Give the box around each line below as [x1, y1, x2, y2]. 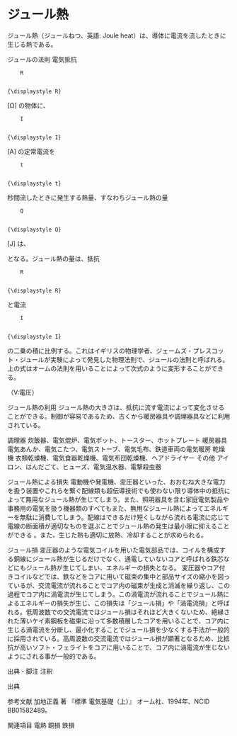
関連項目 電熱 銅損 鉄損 [7, 720, 75, 730]
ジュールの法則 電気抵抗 [7, 55, 77, 64]
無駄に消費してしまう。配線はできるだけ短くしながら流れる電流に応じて [19, 513, 230, 521]
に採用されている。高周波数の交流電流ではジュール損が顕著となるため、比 [7, 634, 224, 642]
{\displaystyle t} [7, 180, 62, 187]
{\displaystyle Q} [7, 226, 62, 233]
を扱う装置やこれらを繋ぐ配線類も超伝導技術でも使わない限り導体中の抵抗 [7, 486, 224, 494]
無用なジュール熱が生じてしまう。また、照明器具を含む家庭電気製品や [25, 495, 230, 504]
